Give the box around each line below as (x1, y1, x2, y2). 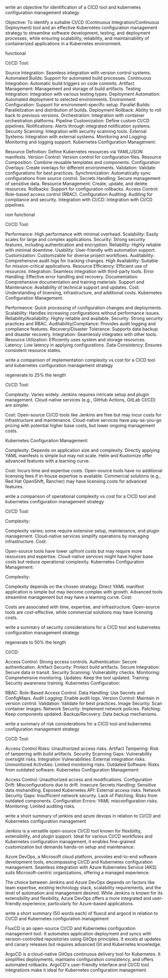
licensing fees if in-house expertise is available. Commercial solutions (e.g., (5, 473, 161, 479)
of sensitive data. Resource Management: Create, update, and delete (5, 180, 147, 186)
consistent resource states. (5, 347, 62, 353)
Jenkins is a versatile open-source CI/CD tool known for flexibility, (5, 828, 142, 834)
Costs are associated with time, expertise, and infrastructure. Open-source (5, 604, 160, 610)
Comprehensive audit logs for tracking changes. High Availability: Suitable (5, 258, 158, 264)
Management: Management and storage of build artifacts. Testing (5, 86, 141, 92)
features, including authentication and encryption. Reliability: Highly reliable (5, 242, 161, 248)
